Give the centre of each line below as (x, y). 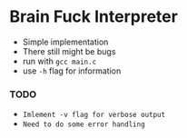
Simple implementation (65, 42)
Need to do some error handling (84, 124)
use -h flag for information (72, 71)
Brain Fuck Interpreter (94, 17)
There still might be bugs (69, 51)
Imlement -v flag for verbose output (94, 115)
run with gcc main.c (59, 61)
